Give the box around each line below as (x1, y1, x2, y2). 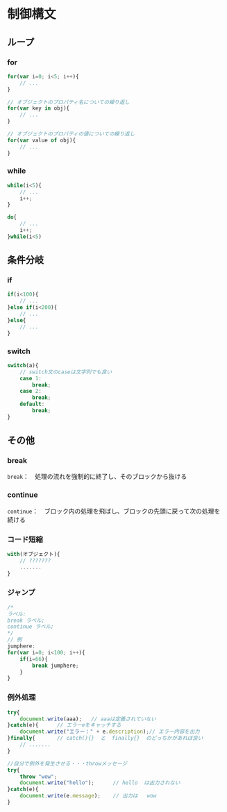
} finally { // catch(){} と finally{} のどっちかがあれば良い (7, 735, 203, 742)
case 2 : (19, 388, 42, 395)
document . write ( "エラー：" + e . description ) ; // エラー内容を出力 (19, 728, 200, 736)
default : (19, 400, 45, 408)
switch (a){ (7, 362, 39, 369)
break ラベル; (7, 617, 45, 624)
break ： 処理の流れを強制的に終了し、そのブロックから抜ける (7, 473, 187, 481)
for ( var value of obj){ (7, 137, 76, 144)
